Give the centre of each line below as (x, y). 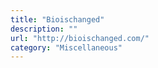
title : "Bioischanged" (57, 19)
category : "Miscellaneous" (66, 47)
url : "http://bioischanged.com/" (80, 38)
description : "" (44, 29)
